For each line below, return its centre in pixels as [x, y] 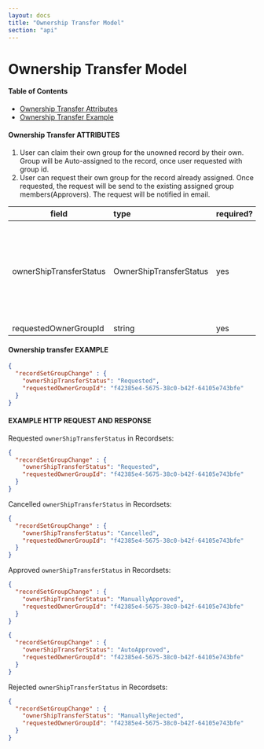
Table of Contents [38, 91]
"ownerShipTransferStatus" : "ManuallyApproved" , [103, 599]
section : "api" [33, 30]
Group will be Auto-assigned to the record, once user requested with [131, 160]
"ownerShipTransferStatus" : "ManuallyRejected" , [103, 716]
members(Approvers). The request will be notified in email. [115, 194]
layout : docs [29, 15]
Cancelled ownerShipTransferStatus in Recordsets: [90, 504]
